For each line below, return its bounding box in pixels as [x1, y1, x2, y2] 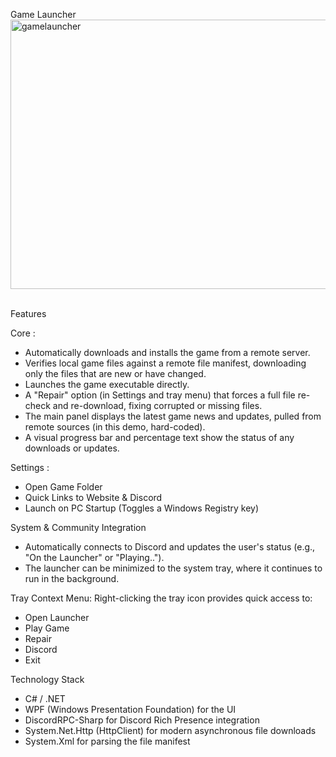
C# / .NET [24, 693, 66, 704]
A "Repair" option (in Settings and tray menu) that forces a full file [24, 389, 296, 401]
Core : [10, 327, 36, 339]
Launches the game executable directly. [24, 379, 190, 390]
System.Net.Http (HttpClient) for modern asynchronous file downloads [24, 725, 317, 736]
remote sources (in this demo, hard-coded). [24, 421, 206, 433]
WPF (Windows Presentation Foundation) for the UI [24, 704, 237, 715]
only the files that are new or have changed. [24, 368, 207, 379]
